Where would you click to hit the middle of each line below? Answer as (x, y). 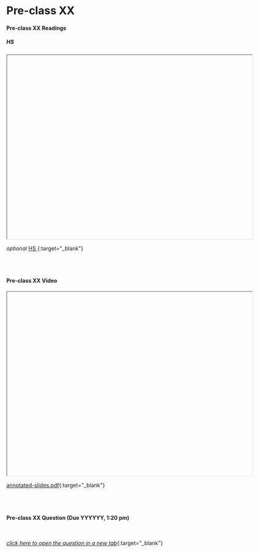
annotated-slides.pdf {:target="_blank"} (56, 485)
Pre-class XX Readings (36, 28)
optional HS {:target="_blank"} (45, 248)
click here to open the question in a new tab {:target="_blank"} (85, 543)
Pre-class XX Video (32, 281)
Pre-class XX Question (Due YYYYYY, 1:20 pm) (68, 517)
